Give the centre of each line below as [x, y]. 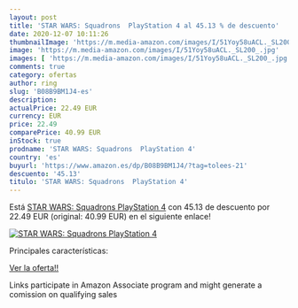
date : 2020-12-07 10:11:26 [59, 34]
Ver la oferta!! [34, 268]
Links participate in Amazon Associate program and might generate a [136, 285]
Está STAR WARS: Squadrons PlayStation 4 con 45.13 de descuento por [140, 207]
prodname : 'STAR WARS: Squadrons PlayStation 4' [103, 149]
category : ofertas [43, 75]
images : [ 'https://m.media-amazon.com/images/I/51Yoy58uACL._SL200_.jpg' [150, 58]
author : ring [33, 83]
